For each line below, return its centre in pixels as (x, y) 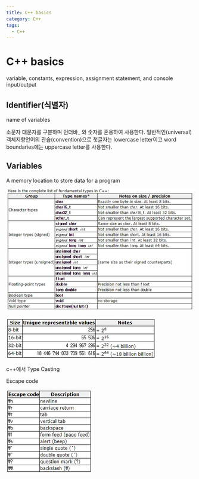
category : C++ (24, 19)
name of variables (28, 120)
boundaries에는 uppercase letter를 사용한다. (59, 147)
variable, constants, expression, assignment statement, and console (90, 78)
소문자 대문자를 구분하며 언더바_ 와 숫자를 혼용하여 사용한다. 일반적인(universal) (99, 132)
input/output (21, 85)
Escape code (22, 381)
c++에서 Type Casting (33, 369)
